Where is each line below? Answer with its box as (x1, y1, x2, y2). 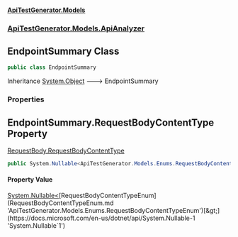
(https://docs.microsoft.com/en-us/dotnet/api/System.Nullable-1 (7, 214, 195, 223)
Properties (7, 94, 45, 104)
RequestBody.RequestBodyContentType (7, 146, 125, 155)
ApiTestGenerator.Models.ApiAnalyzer (7, 23, 145, 33)
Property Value (7, 175, 53, 184)
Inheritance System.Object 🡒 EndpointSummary (7, 77, 159, 85)
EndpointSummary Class (7, 45, 120, 57)
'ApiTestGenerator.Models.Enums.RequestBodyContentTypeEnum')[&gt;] (7, 206, 220, 215)
